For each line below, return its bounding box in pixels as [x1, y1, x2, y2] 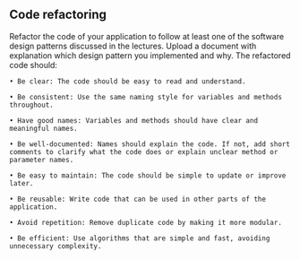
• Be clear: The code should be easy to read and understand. [9, 76, 246, 86]
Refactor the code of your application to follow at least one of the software [9, 30, 285, 41]
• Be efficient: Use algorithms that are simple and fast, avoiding [9, 233, 270, 243]
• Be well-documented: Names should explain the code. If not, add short [9, 139, 291, 149]
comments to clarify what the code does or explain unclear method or [9, 147, 279, 156]
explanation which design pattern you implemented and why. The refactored [9, 49, 291, 61]
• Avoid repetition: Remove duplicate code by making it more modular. [9, 218, 282, 227]
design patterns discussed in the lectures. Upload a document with [9, 40, 257, 51]
